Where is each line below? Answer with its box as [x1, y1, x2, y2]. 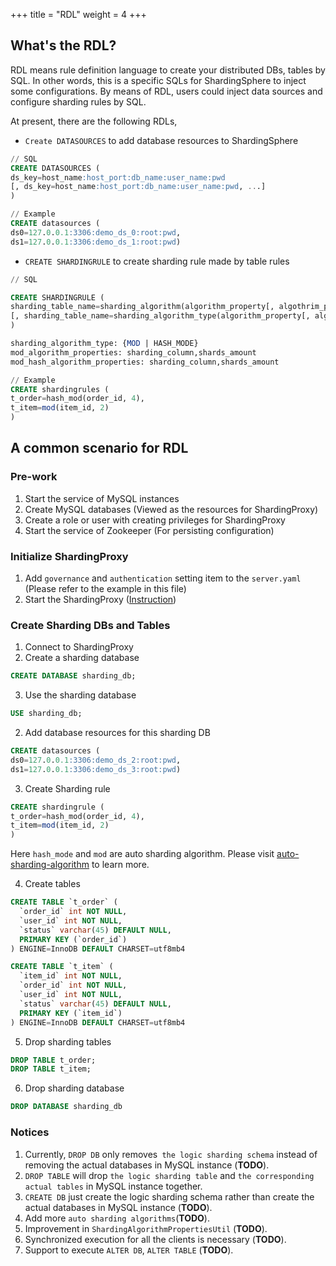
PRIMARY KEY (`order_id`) [19, 934, 128, 944]
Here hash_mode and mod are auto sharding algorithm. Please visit [10, 848, 275, 860]
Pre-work [10, 470, 58, 484]
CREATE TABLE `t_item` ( [10, 962, 114, 972]
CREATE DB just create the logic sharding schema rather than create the [24, 1190, 315, 1203]
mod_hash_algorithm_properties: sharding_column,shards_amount [10, 357, 280, 367]
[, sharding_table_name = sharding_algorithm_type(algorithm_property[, [10, 311, 311, 321]
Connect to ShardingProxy [24, 641, 134, 653]
